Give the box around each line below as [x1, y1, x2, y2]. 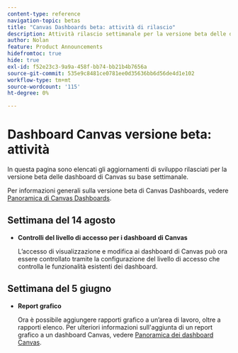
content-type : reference [7, 10, 81, 18]
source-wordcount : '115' [7, 83, 81, 90]
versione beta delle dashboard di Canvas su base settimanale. [7, 173, 189, 181]
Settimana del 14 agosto [7, 214, 115, 227]
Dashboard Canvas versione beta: [7, 126, 212, 143]
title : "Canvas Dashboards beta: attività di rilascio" [7, 23, 176, 31]
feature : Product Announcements [7, 43, 103, 50]
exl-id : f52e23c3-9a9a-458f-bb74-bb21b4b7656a [7, 63, 147, 70]
